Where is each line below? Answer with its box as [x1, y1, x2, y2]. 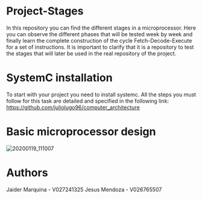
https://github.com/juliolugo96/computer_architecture [6, 104, 140, 111]
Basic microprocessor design [6, 125, 156, 139]
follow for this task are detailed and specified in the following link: [6, 97, 169, 104]
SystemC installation [6, 71, 113, 85]
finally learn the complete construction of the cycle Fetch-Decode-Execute [6, 37, 192, 44]
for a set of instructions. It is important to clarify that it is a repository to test [6, 43, 194, 51]
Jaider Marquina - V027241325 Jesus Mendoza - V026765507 [6, 186, 162, 193]
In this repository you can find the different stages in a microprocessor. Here [6, 24, 196, 31]
